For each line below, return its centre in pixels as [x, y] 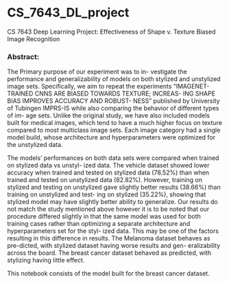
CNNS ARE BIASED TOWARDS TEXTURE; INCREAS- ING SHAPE [125, 93]
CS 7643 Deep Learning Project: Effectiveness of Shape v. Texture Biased [111, 32]
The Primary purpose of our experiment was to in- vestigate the [97, 72]
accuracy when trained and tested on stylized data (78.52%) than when [108, 172]
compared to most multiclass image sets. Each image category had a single [114, 130]
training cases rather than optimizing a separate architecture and [99, 224]
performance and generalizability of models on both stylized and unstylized [114, 79]
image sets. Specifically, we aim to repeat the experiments [89, 87]
